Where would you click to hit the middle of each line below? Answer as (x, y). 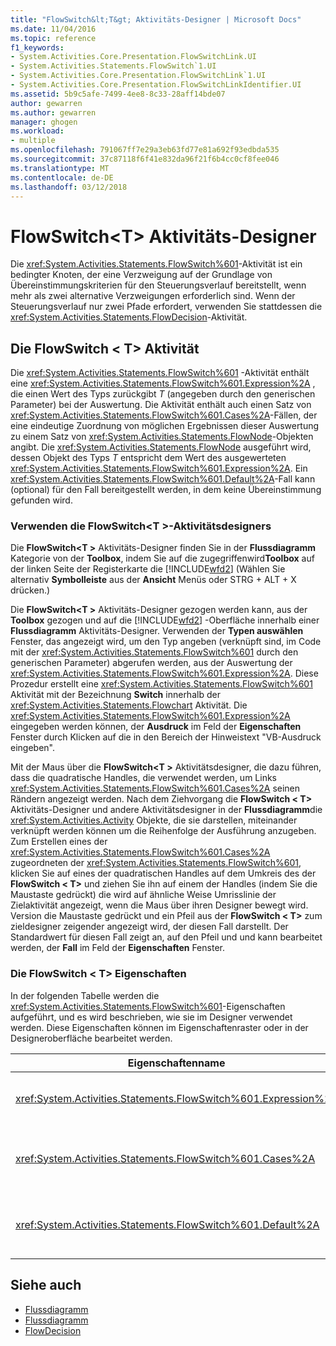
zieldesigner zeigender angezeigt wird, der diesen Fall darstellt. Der (149, 927)
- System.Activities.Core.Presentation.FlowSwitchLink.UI (133, 57)
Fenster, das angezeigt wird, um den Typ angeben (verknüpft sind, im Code (166, 642)
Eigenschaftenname (176, 1063)
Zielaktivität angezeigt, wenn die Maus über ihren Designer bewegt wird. (159, 905)
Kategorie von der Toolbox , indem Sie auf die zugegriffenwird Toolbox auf (162, 558)
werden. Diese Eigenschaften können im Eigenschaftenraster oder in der (159, 1027)
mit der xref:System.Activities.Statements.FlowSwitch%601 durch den (154, 652)
